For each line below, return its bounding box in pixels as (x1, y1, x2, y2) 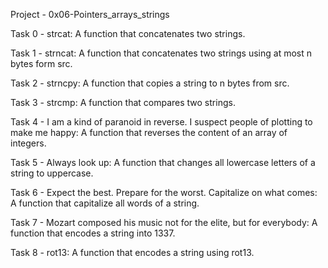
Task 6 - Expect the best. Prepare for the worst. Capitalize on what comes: (10, 187, 318, 198)
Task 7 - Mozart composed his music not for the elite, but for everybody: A (10, 217, 318, 228)
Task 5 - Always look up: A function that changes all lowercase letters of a (10, 157, 316, 168)
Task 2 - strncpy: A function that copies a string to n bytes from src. (10, 77, 290, 89)
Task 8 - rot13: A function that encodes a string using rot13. (10, 247, 255, 258)
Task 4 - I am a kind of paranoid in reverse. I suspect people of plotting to (10, 116, 313, 128)
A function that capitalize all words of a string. (10, 197, 200, 209)
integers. (10, 137, 47, 149)
